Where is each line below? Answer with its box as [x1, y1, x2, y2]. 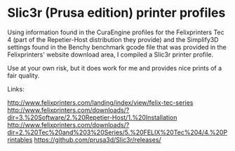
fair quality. [7, 71, 40, 80]
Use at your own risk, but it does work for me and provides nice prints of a [7, 64, 222, 72]
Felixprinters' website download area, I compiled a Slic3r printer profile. [7, 50, 214, 59]
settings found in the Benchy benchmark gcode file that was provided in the [7, 43, 227, 51]
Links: [7, 85, 25, 93]
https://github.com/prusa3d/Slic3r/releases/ [34, 135, 161, 144]
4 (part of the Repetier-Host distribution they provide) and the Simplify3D [7, 35, 219, 43]
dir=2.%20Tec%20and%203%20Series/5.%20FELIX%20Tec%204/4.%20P [7, 128, 228, 136]
